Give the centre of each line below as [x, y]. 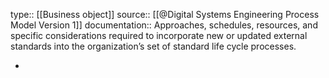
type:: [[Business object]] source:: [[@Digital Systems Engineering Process [165, 14]
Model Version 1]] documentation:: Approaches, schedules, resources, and [164, 25]
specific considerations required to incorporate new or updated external [159, 35]
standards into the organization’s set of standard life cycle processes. [153, 46]
